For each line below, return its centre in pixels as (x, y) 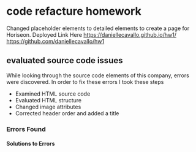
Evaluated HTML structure (48, 100)
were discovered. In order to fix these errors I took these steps (85, 82)
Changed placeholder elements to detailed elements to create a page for (98, 28)
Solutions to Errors (31, 144)
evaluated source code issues (65, 60)
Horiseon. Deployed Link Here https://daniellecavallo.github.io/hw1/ (91, 34)
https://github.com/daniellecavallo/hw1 (55, 41)
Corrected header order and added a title (67, 113)
